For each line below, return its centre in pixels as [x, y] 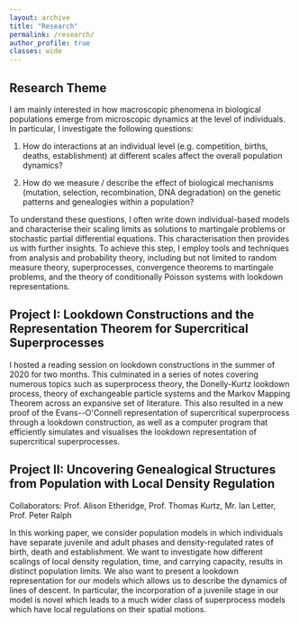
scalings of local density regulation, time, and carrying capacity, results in [146, 561]
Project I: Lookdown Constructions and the [132, 315]
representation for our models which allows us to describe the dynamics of [149, 580]
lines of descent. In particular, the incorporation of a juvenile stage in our [144, 590]
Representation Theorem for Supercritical [129, 329]
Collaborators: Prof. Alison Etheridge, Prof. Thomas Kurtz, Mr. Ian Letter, [143, 505]
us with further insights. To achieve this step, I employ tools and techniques [149, 248]
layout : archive [40, 18]
